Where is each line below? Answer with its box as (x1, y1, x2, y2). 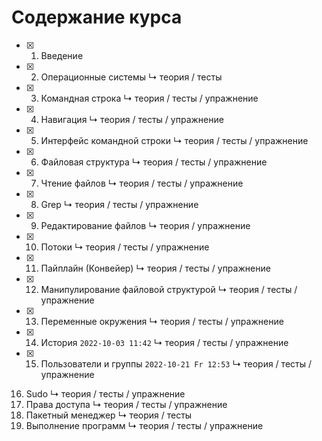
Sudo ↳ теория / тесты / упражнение (25, 387, 186, 400)
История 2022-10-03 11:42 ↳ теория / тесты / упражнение (40, 336, 289, 348)
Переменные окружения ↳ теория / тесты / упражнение (40, 315, 284, 327)
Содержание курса (11, 6, 183, 29)
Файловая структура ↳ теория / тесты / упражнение (40, 156, 268, 168)
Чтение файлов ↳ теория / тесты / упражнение (40, 177, 244, 189)
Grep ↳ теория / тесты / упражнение (40, 198, 199, 210)
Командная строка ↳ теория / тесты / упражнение (40, 92, 259, 104)
